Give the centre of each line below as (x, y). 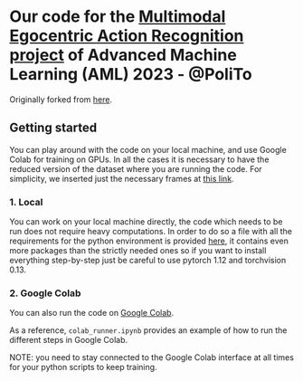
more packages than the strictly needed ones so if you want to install (138, 251)
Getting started (53, 128)
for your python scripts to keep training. (83, 367)
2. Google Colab (45, 293)
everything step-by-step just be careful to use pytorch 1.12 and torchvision (148, 261)
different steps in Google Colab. (69, 340)
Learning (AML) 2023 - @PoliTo (131, 75)
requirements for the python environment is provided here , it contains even (149, 241)
